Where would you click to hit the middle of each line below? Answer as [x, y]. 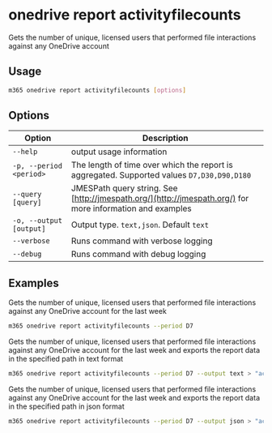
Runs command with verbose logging [142, 241]
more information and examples [132, 208]
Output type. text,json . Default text [140, 225]
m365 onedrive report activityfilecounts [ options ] [97, 90]
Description [165, 138]
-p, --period [38, 166]
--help [25, 152]
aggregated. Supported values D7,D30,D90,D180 [161, 175]
